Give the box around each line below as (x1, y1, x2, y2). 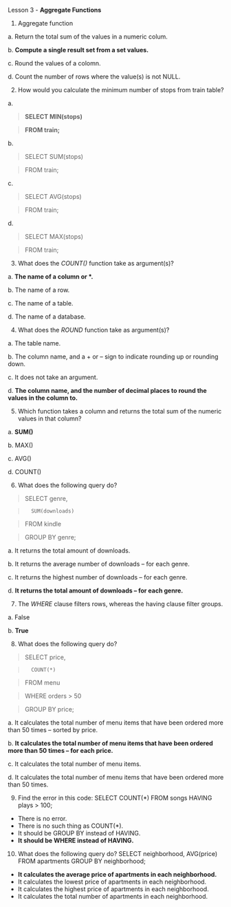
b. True (8, 626, 29, 634)
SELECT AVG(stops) (24, 193, 82, 200)
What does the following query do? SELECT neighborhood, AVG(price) (17, 850, 218, 857)
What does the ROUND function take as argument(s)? (17, 326, 170, 334)
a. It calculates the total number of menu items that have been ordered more (8, 718, 224, 727)
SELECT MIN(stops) (24, 113, 83, 120)
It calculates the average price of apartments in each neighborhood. (17, 871, 217, 878)
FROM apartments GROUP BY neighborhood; (17, 857, 146, 865)
